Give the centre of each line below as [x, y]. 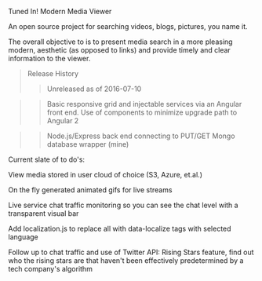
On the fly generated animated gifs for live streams [90, 190]
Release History [53, 73]
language [23, 237]
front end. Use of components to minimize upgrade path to [142, 112]
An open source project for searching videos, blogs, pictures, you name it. [128, 26]
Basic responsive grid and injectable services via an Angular [144, 104]
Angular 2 [63, 120]
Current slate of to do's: [46, 159]
